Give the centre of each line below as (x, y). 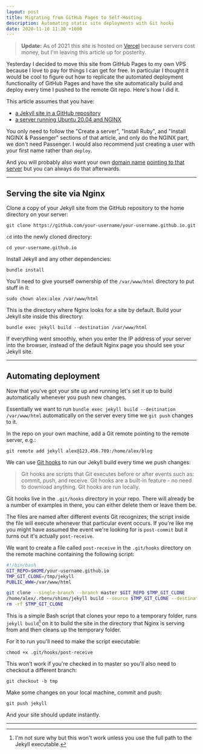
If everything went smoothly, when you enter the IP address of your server (99, 339)
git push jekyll (27, 703)
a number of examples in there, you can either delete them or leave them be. (101, 505)
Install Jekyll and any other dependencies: (59, 259)
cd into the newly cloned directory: (49, 237)
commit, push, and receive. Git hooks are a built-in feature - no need (106, 480)
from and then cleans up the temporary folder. (64, 629)
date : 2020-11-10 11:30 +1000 (44, 29)
